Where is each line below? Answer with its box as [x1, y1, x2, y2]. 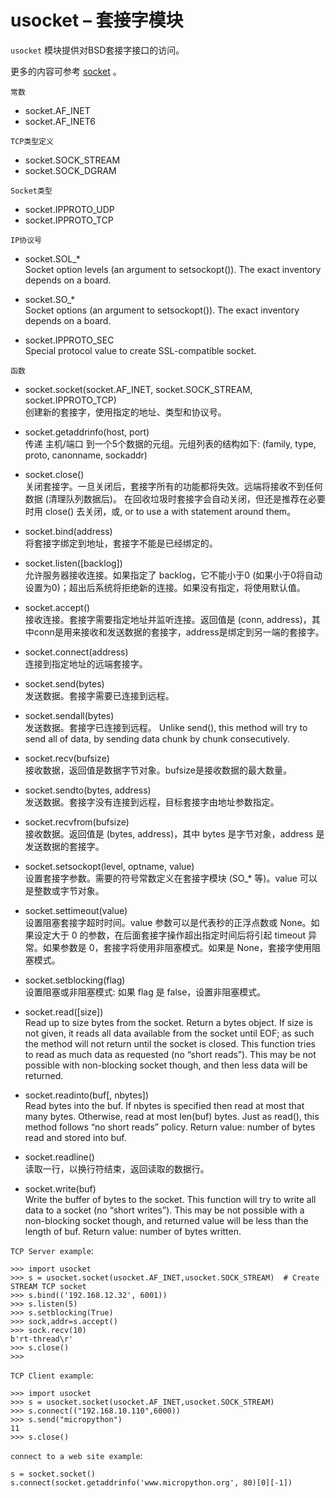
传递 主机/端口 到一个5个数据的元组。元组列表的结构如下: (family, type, [24, 437, 317, 450]
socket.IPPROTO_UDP [24, 203, 115, 215]
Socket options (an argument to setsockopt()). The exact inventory [24, 304, 300, 316]
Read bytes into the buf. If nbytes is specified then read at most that [24, 1099, 305, 1111]
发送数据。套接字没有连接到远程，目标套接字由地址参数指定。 [24, 796, 280, 808]
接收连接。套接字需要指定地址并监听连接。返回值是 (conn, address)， [24, 613, 312, 625]
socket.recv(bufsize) [24, 752, 110, 764]
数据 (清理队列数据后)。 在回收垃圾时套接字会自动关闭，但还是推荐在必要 [24, 492, 326, 505]
